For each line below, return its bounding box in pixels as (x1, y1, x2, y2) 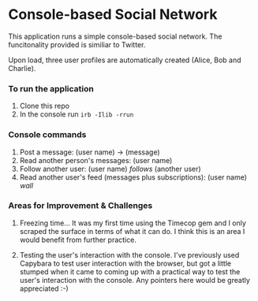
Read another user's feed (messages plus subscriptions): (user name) (19, 172, 247, 182)
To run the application (8, 83, 95, 94)
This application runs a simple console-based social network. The (8, 32, 222, 41)
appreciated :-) (19, 284, 69, 293)
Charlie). (8, 63, 36, 72)
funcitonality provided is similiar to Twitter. (8, 39, 146, 49)
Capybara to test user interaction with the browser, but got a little (19, 258, 231, 268)
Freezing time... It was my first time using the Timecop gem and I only (19, 218, 247, 228)
